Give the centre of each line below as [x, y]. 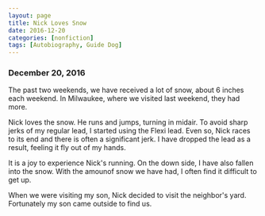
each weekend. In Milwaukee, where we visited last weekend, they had [124, 98]
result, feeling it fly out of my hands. [67, 148]
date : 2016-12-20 [37, 30]
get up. [20, 180]
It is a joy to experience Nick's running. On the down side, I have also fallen [131, 163]
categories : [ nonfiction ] [51, 38]
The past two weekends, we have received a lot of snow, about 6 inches [126, 90]
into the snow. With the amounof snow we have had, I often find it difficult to [133, 172]
